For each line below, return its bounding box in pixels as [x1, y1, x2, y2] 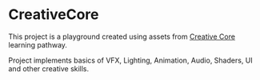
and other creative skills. [8, 63, 90, 73]
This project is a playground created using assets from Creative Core [8, 32, 236, 41]
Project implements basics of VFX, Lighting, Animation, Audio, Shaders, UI [8, 55, 254, 65]
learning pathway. [8, 40, 68, 49]
